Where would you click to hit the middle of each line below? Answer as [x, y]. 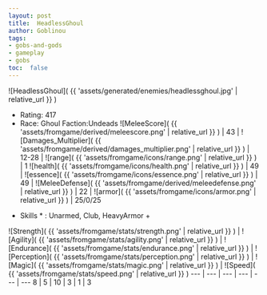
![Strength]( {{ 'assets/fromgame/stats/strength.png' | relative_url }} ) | [124, 231]
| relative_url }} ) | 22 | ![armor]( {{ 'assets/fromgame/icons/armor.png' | [138, 191]
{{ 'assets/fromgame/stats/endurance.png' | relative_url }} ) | [153, 248]
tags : [17, 38]
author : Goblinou [37, 30]
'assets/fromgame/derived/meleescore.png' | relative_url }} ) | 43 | [130, 131]
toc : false [28, 68]
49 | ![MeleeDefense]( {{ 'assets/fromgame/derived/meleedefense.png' [138, 183]
